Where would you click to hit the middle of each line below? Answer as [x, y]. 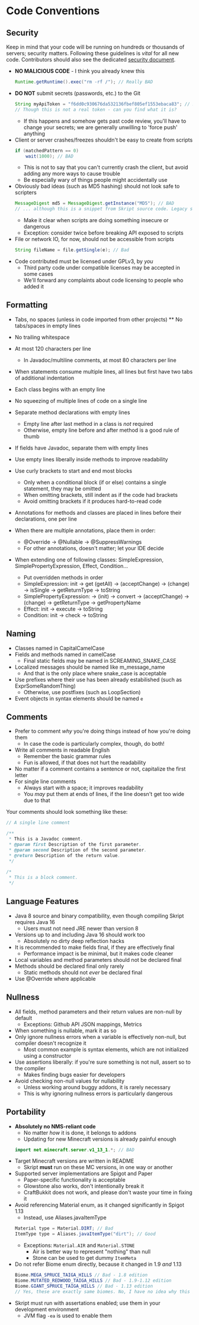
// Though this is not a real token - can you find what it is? [96, 110]
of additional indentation [44, 378]
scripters [25, 193]
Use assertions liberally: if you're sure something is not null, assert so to [103, 1062]
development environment [47, 1309]
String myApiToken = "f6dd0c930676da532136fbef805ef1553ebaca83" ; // [102, 104]
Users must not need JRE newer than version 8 [81, 928]
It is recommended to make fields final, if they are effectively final [94, 947]
